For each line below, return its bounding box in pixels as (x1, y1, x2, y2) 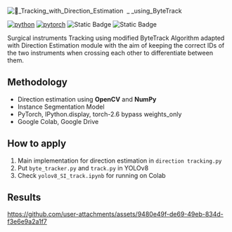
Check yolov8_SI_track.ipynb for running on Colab (17, 171, 167, 179)
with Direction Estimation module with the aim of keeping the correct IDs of (7, 41, 225, 49)
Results (7, 191, 41, 203)
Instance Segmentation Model (17, 102, 105, 111)
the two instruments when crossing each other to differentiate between (7, 49, 213, 57)
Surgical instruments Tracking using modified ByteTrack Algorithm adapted (7, 34, 225, 42)
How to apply (7, 137, 67, 150)
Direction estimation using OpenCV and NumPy (17, 95, 157, 103)
